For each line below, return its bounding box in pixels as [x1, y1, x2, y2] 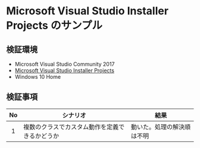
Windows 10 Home [14, 73, 61, 80]
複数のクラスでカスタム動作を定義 [23, 122, 119, 131]
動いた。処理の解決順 [130, 122, 191, 131]
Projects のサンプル [6, 19, 103, 32]
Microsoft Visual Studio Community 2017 [14, 61, 115, 67]
